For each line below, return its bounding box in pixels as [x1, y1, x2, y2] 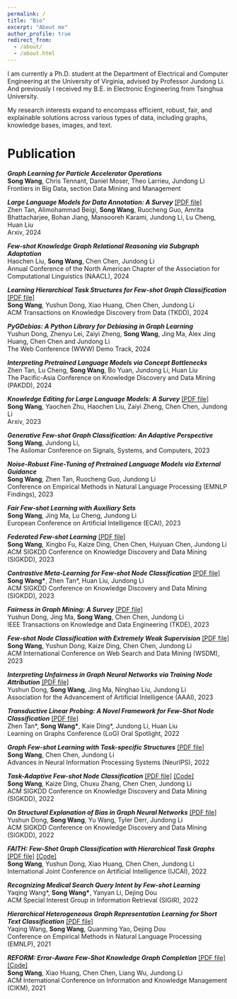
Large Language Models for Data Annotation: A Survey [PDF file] [7, 198, 202, 206]
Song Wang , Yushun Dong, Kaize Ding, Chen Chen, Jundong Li [7, 641, 192, 649]
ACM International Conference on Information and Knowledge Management [7, 976, 228, 984]
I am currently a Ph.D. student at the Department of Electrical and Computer [7, 69, 229, 78]
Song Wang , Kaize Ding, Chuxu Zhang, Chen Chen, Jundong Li [7, 779, 192, 788]
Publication [7, 146, 76, 162]
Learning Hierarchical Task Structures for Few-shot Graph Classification [7, 285, 227, 294]
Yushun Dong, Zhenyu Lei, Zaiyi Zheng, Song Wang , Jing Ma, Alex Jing [7, 329, 216, 337]
